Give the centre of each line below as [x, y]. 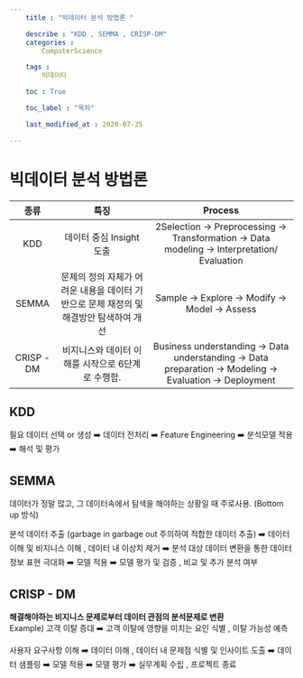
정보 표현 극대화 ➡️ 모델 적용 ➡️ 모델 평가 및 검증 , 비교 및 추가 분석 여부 [134, 562]
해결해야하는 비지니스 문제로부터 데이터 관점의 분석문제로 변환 [117, 617]
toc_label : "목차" [60, 108]
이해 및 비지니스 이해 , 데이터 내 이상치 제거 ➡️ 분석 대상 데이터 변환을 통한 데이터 [151, 548]
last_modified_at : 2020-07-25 [84, 124]
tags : [38, 67]
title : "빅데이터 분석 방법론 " [80, 18]
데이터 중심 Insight [102, 237]
